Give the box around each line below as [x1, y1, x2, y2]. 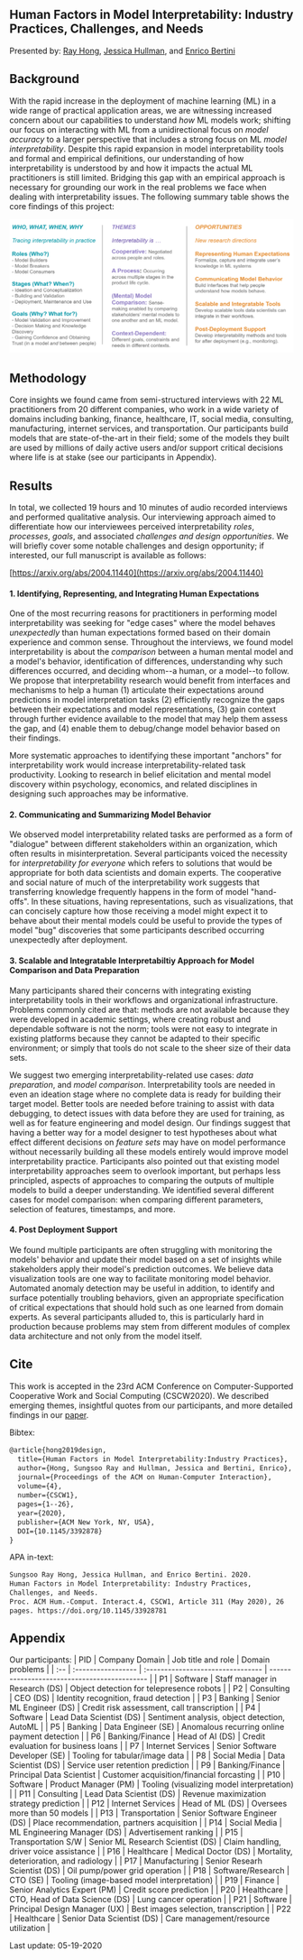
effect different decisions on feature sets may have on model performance [9, 1136, 287, 1147]
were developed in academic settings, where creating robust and [9, 1014, 251, 1025]
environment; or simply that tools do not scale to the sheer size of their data [9, 1042, 291, 1054]
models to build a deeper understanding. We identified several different [9, 1184, 275, 1195]
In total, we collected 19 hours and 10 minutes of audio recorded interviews [9, 502, 289, 512]
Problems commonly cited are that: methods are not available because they [9, 1004, 290, 1015]
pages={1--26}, [17, 1499, 75, 1509]
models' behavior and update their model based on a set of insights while [9, 1254, 282, 1265]
